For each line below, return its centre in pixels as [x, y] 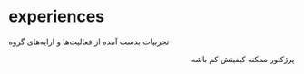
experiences [57, 17]
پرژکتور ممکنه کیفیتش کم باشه [243, 59]
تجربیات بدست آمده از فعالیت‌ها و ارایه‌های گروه [89, 42]
